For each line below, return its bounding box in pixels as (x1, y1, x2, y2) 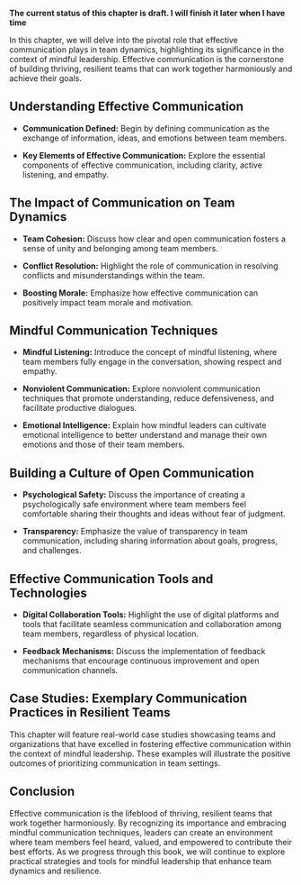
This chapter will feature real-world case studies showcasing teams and (9, 729, 276, 740)
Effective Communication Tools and (9, 571, 214, 587)
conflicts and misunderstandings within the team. (22, 269, 205, 280)
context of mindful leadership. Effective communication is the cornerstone (9, 54, 285, 64)
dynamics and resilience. (9, 865, 102, 876)
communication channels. (22, 665, 119, 676)
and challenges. (22, 545, 82, 556)
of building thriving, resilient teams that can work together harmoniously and (9, 63, 293, 74)
